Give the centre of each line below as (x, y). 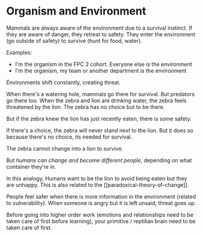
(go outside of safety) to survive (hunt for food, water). (74, 41)
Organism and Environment (76, 11)
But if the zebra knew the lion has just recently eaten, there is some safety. (99, 119)
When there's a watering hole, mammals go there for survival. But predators (100, 94)
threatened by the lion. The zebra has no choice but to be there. (86, 107)
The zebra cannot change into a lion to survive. (65, 148)
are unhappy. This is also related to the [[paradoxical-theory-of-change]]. (97, 185)
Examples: (19, 52)
